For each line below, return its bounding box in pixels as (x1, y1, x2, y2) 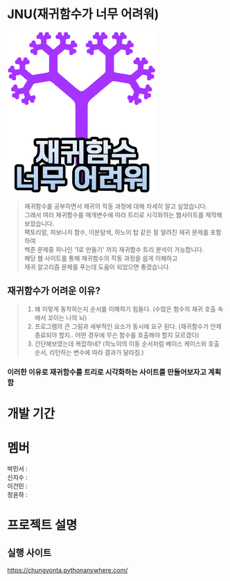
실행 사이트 (7, 547, 52, 559)
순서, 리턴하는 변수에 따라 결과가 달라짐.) (34, 348, 144, 356)
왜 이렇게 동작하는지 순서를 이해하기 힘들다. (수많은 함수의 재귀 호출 (34, 305, 216, 313)
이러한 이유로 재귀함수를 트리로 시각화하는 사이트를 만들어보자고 (7, 367, 206, 377)
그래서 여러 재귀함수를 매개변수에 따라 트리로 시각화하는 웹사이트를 (24, 210, 204, 219)
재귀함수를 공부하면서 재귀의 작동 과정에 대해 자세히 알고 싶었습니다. (24, 202, 208, 210)
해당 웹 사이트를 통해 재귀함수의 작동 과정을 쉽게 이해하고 (24, 254, 178, 262)
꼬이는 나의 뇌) (47, 313, 87, 321)
